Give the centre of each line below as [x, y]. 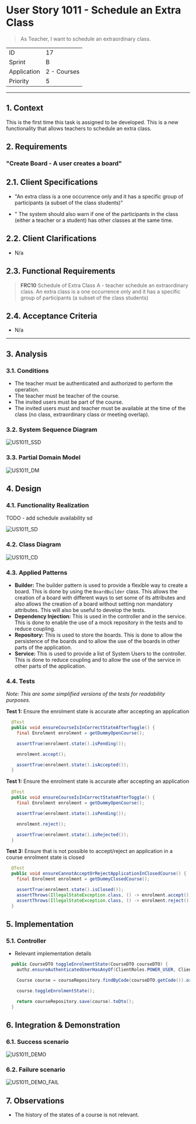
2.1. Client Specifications [52, 182]
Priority [19, 81]
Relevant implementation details [53, 954]
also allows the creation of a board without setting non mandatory [94, 604]
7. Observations [35, 1101]
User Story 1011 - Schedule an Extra [94, 10]
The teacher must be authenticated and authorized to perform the [94, 383]
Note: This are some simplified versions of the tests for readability [85, 694]
